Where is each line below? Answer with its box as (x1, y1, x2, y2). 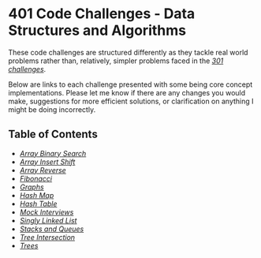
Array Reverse (19, 165, 67, 174)
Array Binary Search (19, 148, 87, 158)
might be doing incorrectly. (8, 104, 96, 114)
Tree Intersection (19, 232, 76, 241)
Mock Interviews (19, 207, 74, 217)
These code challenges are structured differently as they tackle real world (8, 47, 248, 57)
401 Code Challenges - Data (8, 5, 196, 23)
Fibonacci (19, 174, 53, 183)
